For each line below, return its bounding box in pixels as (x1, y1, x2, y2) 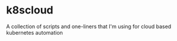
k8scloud (6, 4, 53, 17)
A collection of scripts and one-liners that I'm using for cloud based (6, 23, 172, 30)
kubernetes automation (6, 29, 64, 36)
